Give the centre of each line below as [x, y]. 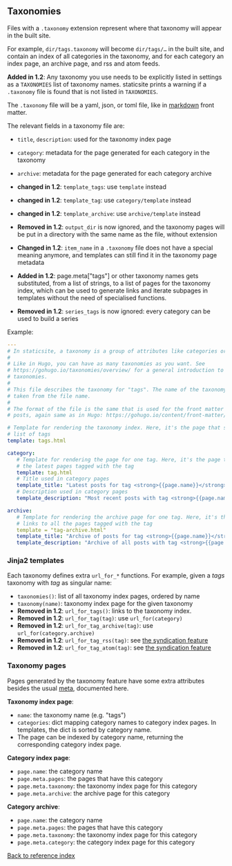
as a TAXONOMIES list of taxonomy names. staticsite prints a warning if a [107, 84]
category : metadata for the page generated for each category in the [114, 152]
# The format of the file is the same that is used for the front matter [116, 409]
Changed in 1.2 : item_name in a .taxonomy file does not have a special [115, 248]
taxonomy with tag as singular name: [60, 583]
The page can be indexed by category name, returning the [100, 737]
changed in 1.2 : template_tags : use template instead [92, 187]
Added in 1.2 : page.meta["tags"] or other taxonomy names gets [108, 275]
